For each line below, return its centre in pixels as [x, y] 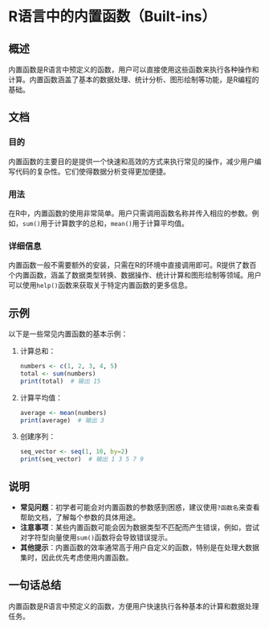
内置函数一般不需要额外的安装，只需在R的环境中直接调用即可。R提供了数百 [132, 265]
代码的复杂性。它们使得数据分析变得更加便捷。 [92, 171]
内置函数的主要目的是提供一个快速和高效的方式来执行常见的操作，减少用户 [131, 161]
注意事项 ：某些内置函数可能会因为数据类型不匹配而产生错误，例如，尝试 [139, 527]
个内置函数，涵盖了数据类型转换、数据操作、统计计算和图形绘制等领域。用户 [135, 275]
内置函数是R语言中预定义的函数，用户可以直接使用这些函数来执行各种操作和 [134, 70]
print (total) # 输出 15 [60, 381]
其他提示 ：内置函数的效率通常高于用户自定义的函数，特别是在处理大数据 [139, 548]
